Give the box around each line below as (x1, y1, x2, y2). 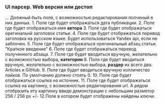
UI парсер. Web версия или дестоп (5, 3, 93, 10)
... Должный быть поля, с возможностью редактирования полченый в (5, 15, 154, 21)
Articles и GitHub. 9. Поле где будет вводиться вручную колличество (5, 67, 150, 73)
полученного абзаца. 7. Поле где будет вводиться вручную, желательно (5, 51, 158, 57)
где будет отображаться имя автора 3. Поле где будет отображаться (5, 25, 152, 31)
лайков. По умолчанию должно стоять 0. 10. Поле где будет (5, 72, 132, 78)
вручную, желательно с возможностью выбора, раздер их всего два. (5, 62, 153, 68)
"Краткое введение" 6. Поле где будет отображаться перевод (5, 46, 136, 52)
